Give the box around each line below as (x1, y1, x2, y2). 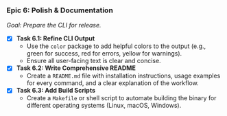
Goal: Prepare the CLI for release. (6, 21, 101, 30)
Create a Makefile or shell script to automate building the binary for (26, 94, 217, 102)
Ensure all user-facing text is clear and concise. (26, 57, 162, 65)
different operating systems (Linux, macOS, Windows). (26, 102, 182, 110)
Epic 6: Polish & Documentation (6, 5, 114, 15)
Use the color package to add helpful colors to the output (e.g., (26, 42, 206, 50)
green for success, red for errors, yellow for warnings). (26, 49, 182, 58)
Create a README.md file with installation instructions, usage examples (26, 71, 221, 80)
